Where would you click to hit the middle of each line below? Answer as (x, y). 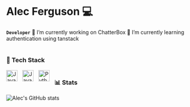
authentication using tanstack (43, 38)
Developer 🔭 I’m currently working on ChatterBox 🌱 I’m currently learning (95, 32)
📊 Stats (66, 82)
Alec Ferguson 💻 (50, 12)
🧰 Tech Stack (26, 60)
